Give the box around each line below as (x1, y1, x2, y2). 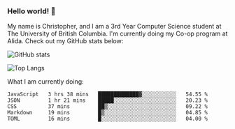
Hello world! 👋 (7, 6, 56, 16)
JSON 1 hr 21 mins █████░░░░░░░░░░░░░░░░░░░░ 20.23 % (7, 97, 208, 104)
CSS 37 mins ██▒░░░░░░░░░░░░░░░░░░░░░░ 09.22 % (7, 103, 208, 110)
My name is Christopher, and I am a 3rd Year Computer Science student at (7, 22, 222, 31)
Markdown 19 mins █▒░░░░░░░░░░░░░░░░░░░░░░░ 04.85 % (7, 109, 208, 116)
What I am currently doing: (7, 77, 84, 86)
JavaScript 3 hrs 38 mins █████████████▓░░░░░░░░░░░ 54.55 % (7, 91, 208, 98)
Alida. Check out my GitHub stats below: (7, 37, 124, 45)
